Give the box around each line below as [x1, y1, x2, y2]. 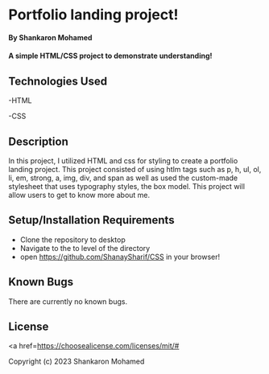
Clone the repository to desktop [19, 235, 126, 245]
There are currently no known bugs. [8, 296, 127, 306]
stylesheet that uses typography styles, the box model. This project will [8, 182, 246, 191]
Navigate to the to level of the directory [19, 243, 151, 253]
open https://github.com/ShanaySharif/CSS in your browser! [19, 252, 221, 261]
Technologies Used [8, 74, 107, 88]
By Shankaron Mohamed [8, 32, 93, 42]
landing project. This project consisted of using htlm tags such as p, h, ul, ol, [8, 165, 262, 174]
